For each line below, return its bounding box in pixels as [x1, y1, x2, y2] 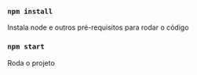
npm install [7, 7, 53, 16]
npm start [7, 42, 45, 52]
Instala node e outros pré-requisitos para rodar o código [7, 23, 189, 32]
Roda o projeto [7, 58, 56, 67]
